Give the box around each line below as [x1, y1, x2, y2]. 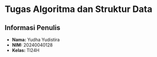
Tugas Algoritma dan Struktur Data [4, 3, 152, 15]
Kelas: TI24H [11, 47, 39, 53]
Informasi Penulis [4, 23, 60, 32]
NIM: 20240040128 [11, 42, 53, 48]
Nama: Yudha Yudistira [11, 36, 60, 42]
